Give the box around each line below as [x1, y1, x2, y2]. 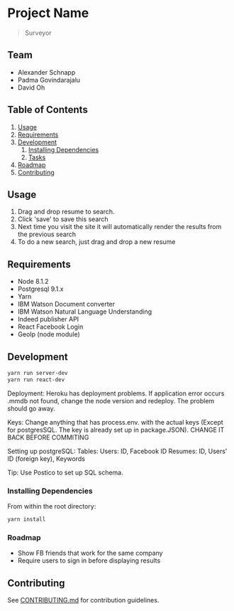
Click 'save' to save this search [17, 215, 108, 223]
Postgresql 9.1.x [17, 285, 64, 293]
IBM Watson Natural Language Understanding [17, 307, 152, 316]
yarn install [7, 516, 46, 524]
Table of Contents [7, 104, 89, 116]
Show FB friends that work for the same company [17, 549, 163, 558]
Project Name [7, 5, 89, 21]
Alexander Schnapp [17, 68, 76, 76]
